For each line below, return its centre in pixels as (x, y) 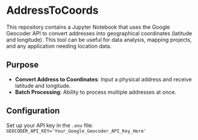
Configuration (33, 111)
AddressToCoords (53, 10)
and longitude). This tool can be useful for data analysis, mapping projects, (99, 39)
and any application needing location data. (59, 46)
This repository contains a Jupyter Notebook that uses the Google (88, 27)
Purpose (23, 65)
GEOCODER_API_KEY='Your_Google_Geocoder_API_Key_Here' (76, 131)
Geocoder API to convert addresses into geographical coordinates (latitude (99, 33)
